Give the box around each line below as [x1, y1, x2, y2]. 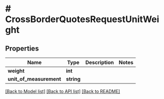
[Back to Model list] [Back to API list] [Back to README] [5, 88, 120, 94]
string [66, 75, 81, 82]
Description [85, 59, 114, 65]
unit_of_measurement [8, 75, 61, 82]
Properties [5, 44, 39, 52]
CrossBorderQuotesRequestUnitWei [5, 13, 159, 25]
